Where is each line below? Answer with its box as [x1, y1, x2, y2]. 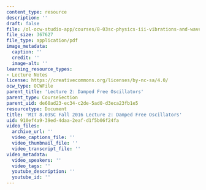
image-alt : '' [12, 60, 48, 66]
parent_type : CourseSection [6, 94, 78, 101]
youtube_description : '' [12, 169, 75, 175]
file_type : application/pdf [6, 37, 78, 44]
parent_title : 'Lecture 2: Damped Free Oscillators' [6, 89, 144, 95]
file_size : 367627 [6, 32, 53, 38]
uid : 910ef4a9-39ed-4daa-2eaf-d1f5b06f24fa [6, 117, 120, 123]
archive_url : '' [12, 129, 53, 135]
